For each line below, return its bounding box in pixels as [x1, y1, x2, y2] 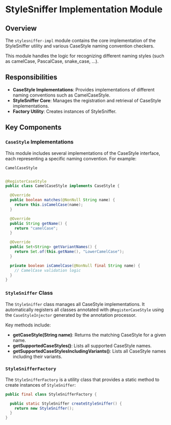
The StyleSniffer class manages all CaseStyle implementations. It [5, 301, 145, 307]
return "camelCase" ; [14, 226, 58, 231]
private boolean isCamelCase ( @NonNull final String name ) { [10, 263, 140, 268]
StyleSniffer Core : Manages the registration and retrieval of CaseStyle [12, 97, 162, 103]
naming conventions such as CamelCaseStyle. [12, 92, 111, 98]
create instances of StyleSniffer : [5, 382, 76, 388]
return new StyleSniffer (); [14, 406, 74, 411]
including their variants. [12, 353, 62, 360]
